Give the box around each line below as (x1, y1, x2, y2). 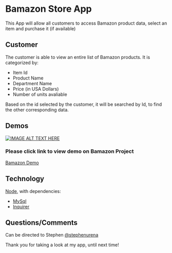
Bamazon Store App (5, 3, 92, 15)
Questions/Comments (5, 219, 78, 227)
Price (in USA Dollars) (12, 86, 59, 92)
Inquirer (12, 203, 30, 209)
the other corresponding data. (5, 106, 69, 113)
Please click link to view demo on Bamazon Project (5, 148, 134, 155)
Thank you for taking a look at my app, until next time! (5, 242, 119, 248)
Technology (5, 174, 45, 183)
